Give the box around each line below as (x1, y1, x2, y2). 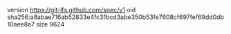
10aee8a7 (7, 20, 35, 28)
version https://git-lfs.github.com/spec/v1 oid (7, 6, 136, 14)
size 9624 (36, 20, 65, 28)
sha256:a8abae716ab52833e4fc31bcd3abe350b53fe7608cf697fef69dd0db (7, 13, 225, 21)
